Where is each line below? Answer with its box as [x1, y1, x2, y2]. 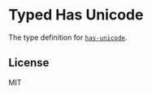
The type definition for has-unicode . [8, 32, 128, 42]
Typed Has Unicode [8, 6, 144, 24]
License [8, 56, 50, 70]
